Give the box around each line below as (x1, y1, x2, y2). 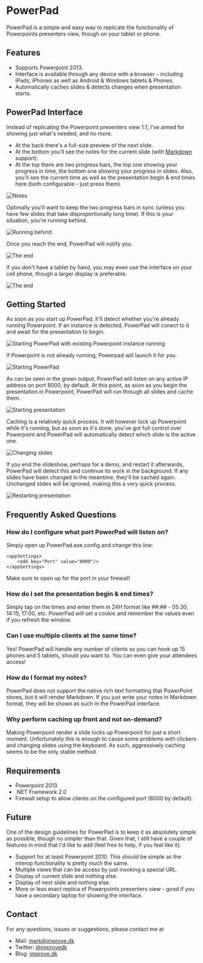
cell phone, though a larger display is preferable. (6, 270, 127, 277)
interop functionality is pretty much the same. (15, 859, 129, 867)
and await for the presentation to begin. (6, 328, 105, 335)
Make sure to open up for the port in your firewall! (6, 574, 130, 582)
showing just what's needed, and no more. (6, 130, 113, 137)
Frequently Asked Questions (6, 509, 117, 520)
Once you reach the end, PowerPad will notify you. (6, 240, 133, 247)
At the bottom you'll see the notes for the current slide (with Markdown (15, 148, 193, 155)
